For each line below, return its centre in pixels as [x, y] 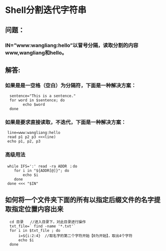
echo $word [34, 105]
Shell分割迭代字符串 [46, 10]
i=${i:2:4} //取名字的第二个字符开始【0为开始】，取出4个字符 [75, 236]
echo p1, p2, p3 [24, 141]
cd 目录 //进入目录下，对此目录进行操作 [48, 222]
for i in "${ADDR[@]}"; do [42, 170]
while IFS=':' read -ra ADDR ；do [42, 166]
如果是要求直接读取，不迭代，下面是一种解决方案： [66, 123]
